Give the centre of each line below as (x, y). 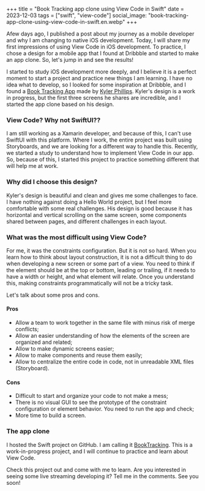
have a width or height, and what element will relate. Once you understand (100, 276)
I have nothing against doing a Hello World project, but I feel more (89, 202)
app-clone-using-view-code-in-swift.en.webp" (66, 22)
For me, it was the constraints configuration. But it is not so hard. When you (102, 250)
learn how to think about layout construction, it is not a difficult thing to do (99, 257)
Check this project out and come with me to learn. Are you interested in (96, 470)
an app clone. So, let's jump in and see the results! (70, 60)
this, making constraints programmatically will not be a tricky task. (90, 283)
